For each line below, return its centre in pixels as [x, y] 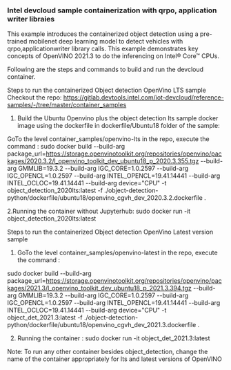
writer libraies [31, 19]
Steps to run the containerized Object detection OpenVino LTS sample [107, 90]
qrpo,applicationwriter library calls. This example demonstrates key [103, 49]
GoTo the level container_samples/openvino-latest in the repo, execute [118, 253]
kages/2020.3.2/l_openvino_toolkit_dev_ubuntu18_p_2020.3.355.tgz [103, 161]
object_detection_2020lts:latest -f [55, 191]
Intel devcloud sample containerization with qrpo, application [112, 10]
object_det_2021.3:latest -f [45, 317]
